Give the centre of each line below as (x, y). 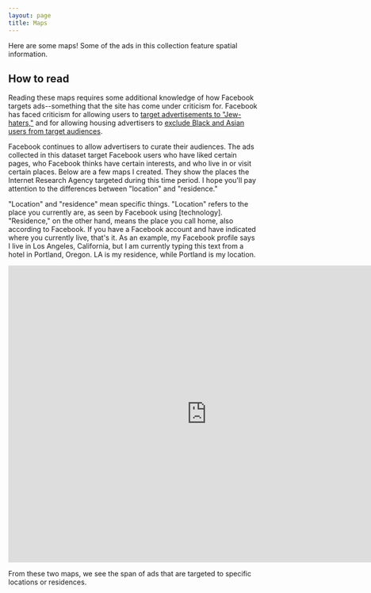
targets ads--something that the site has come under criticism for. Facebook (133, 106)
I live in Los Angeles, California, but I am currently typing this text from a (126, 246)
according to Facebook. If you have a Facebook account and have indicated (132, 230)
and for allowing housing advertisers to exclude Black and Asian (140, 123)
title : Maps (28, 23)
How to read (39, 79)
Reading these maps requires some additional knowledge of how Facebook (131, 98)
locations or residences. (48, 582)
